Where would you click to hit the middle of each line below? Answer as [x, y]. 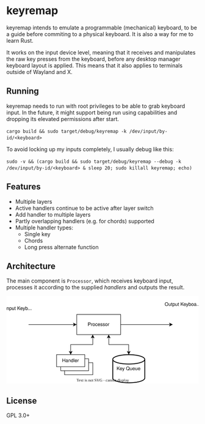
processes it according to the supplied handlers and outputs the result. [95, 288]
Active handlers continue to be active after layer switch [84, 208]
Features [23, 187]
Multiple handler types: [44, 228]
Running [23, 91]
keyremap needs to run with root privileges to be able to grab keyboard [96, 106]
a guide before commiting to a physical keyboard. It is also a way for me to [100, 34]
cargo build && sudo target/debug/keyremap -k [67, 131]
